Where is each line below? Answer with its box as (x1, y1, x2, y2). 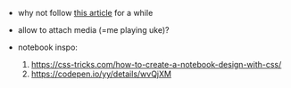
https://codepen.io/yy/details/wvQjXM (30, 68, 172, 79)
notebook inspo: (17, 42, 79, 52)
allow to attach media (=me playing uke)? (17, 25, 170, 35)
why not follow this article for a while (17, 8, 154, 18)
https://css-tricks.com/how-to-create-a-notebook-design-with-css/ (30, 60, 282, 69)
